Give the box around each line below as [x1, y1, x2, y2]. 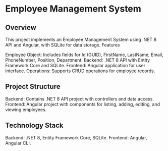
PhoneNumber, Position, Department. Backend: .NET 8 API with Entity [5, 57, 150, 63]
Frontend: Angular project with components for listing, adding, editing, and [5, 101, 160, 107]
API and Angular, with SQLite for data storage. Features [5, 42, 120, 48]
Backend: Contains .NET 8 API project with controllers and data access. [5, 95, 154, 102]
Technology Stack [5, 121, 64, 130]
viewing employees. [5, 107, 47, 113]
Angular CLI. [5, 140, 31, 146]
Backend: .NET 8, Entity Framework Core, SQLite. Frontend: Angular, [5, 134, 147, 140]
